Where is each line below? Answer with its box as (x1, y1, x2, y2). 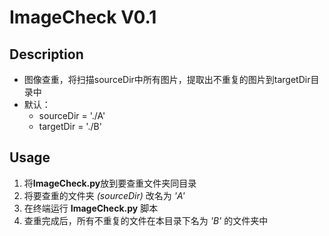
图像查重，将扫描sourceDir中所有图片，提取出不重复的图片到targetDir (23, 74, 311, 85)
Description (9, 46, 84, 63)
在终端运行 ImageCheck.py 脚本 (23, 202, 159, 214)
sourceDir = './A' (38, 110, 106, 121)
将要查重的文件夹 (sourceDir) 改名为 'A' (23, 189, 186, 201)
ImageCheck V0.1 (9, 6, 157, 29)
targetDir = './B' (38, 121, 102, 132)
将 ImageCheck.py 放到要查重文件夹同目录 (23, 177, 197, 189)
